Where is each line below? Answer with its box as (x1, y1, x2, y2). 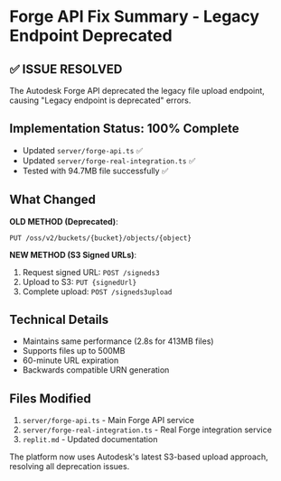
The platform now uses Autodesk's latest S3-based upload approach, (9, 451, 268, 462)
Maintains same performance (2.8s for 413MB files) (22, 336, 214, 347)
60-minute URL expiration (22, 355, 119, 366)
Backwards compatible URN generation (22, 365, 170, 375)
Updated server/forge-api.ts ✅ (22, 144, 144, 155)
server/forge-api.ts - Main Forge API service (22, 415, 194, 426)
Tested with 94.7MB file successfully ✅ (22, 165, 169, 176)
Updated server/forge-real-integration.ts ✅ (22, 155, 196, 166)
